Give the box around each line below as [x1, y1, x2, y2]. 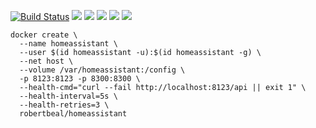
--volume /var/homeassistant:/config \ [19, 65, 186, 75]
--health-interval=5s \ [19, 91, 118, 101]
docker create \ [10, 30, 78, 40]
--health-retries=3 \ [19, 100, 110, 110]
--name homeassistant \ [19, 39, 118, 49]
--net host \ [19, 56, 74, 66]
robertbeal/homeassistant [19, 109, 128, 119]
